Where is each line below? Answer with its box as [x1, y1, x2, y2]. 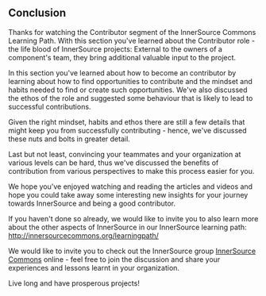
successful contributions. [8, 102, 91, 111]
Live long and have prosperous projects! [8, 278, 141, 288]
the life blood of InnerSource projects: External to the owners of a [8, 44, 222, 54]
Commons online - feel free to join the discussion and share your [8, 254, 221, 264]
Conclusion [8, 6, 67, 20]
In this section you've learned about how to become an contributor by [8, 67, 237, 78]
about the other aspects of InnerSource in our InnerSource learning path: [8, 222, 247, 232]
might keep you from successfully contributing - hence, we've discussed [8, 125, 248, 135]
